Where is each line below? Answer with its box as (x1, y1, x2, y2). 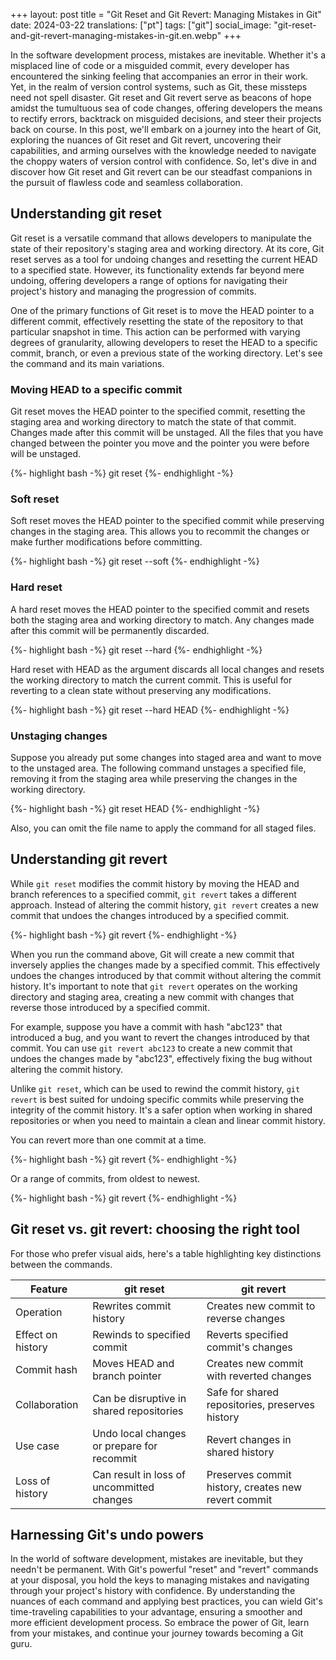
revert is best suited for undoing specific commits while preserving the (10, 1093, 305, 1105)
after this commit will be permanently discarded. (10, 624, 210, 636)
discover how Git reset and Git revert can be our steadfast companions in (10, 166, 313, 178)
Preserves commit (206, 1467, 292, 1481)
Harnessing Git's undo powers (10, 1527, 204, 1544)
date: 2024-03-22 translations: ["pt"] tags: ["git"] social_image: (10, 19, 272, 31)
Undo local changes (92, 1426, 187, 1440)
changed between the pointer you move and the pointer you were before (10, 437, 310, 449)
